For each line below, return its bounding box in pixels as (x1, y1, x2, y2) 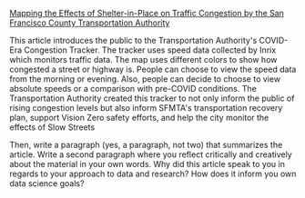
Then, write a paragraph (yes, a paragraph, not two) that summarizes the (9, 140, 283, 150)
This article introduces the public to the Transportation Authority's (9, 35, 258, 45)
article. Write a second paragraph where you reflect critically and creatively (9, 149, 293, 160)
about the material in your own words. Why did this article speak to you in (9, 159, 285, 169)
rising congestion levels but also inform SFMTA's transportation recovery (9, 103, 283, 113)
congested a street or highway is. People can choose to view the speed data (9, 64, 297, 74)
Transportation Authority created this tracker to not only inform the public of (9, 93, 295, 104)
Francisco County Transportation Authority (9, 17, 170, 28)
